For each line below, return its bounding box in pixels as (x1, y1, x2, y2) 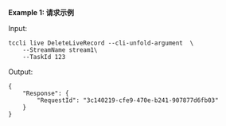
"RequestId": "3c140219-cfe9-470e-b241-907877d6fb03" (37, 96, 219, 104)
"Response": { (22, 89, 69, 97)
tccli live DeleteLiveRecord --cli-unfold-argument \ (8, 39, 194, 47)
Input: (8, 24, 28, 33)
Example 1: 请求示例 (8, 8, 74, 17)
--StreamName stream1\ (22, 46, 98, 54)
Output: (8, 67, 33, 77)
